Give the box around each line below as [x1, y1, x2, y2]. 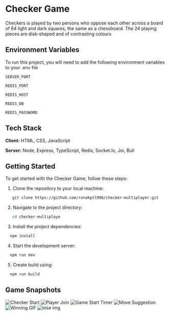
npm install [10, 233, 36, 239]
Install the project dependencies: [12, 224, 82, 230]
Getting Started [5, 162, 56, 171]
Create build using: [12, 261, 53, 268]
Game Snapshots [5, 286, 61, 295]
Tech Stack [5, 124, 42, 133]
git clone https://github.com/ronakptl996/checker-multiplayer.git [12, 195, 159, 200]
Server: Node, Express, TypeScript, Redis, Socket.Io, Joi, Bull [5, 147, 135, 153]
